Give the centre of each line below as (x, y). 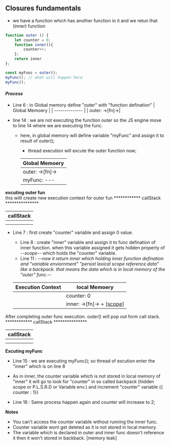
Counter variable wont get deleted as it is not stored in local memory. (85, 427)
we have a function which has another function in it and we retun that (85, 20)
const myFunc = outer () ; (31, 73)
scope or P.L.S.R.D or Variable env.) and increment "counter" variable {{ (88, 387)
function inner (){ (34, 45)
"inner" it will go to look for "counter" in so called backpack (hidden (83, 381)
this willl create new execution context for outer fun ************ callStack (83, 198)
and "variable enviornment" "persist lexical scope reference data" (89, 264)
